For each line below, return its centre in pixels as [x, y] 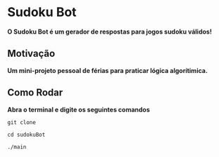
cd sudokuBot [26, 135]
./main [17, 147]
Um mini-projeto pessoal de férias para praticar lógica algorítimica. [107, 70]
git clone [22, 122]
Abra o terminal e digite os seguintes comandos [79, 109]
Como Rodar [35, 93]
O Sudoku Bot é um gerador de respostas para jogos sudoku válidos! [110, 32]
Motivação [31, 54]
